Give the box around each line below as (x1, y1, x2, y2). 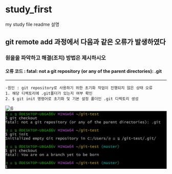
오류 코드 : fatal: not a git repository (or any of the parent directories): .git (5, 68, 162, 74)
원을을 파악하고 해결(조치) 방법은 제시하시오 (5, 54, 106, 62)
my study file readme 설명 (5, 21, 60, 27)
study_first (5, 4, 52, 15)
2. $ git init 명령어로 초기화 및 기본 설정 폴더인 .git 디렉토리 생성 (5, 96, 139, 102)
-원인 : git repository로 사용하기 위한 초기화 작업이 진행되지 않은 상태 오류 (5, 86, 153, 91)
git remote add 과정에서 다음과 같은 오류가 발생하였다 (5, 37, 166, 47)
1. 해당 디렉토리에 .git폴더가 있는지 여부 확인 (5, 91, 93, 96)
